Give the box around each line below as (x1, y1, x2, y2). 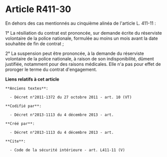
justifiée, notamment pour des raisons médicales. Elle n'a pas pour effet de (5, 61, 161, 67)
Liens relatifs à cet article (5, 76, 60, 82)
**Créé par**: (5, 121, 35, 126)
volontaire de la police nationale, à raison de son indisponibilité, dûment (5, 55, 154, 61)
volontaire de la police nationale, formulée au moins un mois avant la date (5, 35, 158, 41)
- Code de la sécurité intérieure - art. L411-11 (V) (10, 147, 125, 152)
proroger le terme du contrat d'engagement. (5, 66, 97, 72)
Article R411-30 (5, 4, 72, 15)
